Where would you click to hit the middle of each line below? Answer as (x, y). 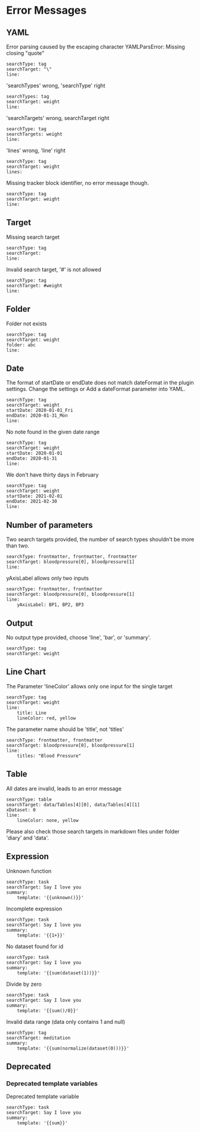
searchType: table (29, 799)
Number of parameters (50, 525)
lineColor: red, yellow (47, 718)
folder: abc (21, 345)
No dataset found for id (35, 946)
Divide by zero (24, 984)
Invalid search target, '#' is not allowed (54, 269)
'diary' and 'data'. (27, 838)
